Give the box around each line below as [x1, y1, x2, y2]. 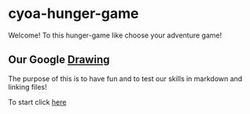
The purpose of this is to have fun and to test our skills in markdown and [8, 73, 243, 83]
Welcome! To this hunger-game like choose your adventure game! [8, 30, 222, 40]
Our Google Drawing [8, 53, 110, 66]
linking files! [8, 82, 47, 91]
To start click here [8, 97, 67, 106]
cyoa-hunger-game [8, 5, 139, 23]
